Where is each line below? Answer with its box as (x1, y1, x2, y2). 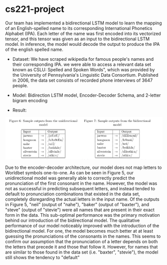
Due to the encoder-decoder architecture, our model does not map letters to (5, 164, 162, 170)
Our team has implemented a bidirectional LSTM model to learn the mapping (5, 20, 162, 26)
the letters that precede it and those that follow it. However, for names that (5, 244, 158, 250)
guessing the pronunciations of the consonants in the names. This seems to (5, 233, 161, 240)
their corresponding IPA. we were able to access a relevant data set (12, 61, 152, 67)
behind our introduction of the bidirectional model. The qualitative (5, 218, 140, 224)
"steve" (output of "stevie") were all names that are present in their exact (5, 207, 155, 213)
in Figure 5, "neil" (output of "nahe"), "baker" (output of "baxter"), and (5, 202, 150, 208)
